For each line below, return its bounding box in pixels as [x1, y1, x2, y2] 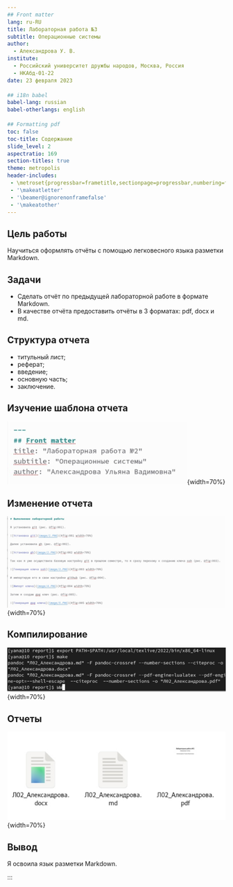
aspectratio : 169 [7, 150, 58, 157]
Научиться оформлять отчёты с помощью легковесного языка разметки [7, 246, 224, 255]
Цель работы [7, 227, 67, 239]
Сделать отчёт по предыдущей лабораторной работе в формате [17, 292, 209, 300]
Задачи [7, 274, 42, 286]
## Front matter [7, 11, 54, 18]
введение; [17, 368, 49, 376]
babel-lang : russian [7, 99, 67, 106]
